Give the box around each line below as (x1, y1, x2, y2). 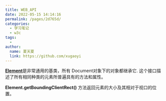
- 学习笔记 (9, 26, 29, 31)
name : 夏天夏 (9, 49, 34, 54)
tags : (5, 35, 16, 40)
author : (5, 44, 21, 49)
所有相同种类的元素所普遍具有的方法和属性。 (13, 74, 106, 80)
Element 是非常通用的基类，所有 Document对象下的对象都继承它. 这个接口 (5, 68, 157, 74)
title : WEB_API (5, 7, 37, 12)
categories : (5, 21, 30, 26)
